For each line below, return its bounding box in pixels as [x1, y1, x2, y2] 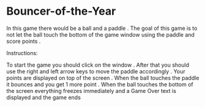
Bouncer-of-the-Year [6, 4, 116, 18]
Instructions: [6, 49, 38, 56]
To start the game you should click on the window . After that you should [6, 61, 190, 68]
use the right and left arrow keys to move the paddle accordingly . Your [6, 67, 185, 75]
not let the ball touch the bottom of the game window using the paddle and [6, 31, 195, 38]
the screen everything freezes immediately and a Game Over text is [6, 87, 176, 94]
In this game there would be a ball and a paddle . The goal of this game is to [6, 24, 198, 32]
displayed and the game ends [6, 94, 81, 101]
